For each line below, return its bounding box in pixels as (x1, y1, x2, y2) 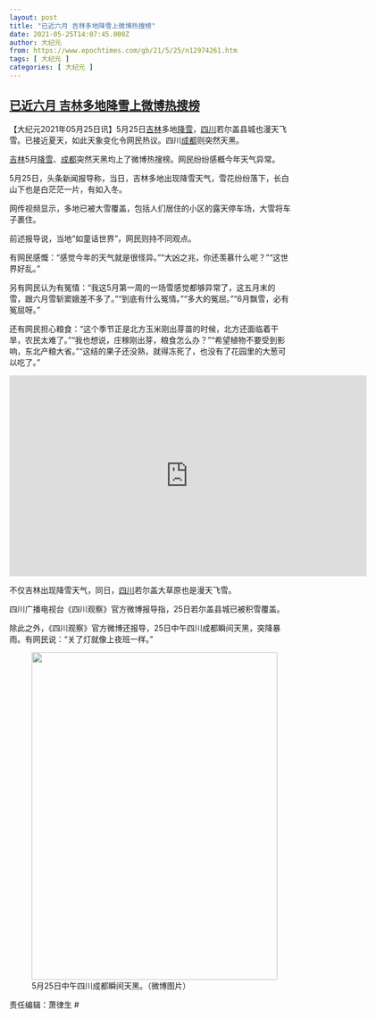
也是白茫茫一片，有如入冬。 (24, 184, 127, 195)
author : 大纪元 (9, 38, 62, 47)
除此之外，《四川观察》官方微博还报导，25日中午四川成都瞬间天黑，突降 (9, 622, 273, 633)
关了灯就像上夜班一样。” (67, 633, 154, 644)
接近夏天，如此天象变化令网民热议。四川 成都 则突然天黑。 (32, 135, 244, 146)
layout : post (9, 13, 58, 22)
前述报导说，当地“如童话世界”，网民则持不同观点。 (9, 233, 196, 244)
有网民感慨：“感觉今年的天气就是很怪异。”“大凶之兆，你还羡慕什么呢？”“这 (9, 252, 281, 263)
